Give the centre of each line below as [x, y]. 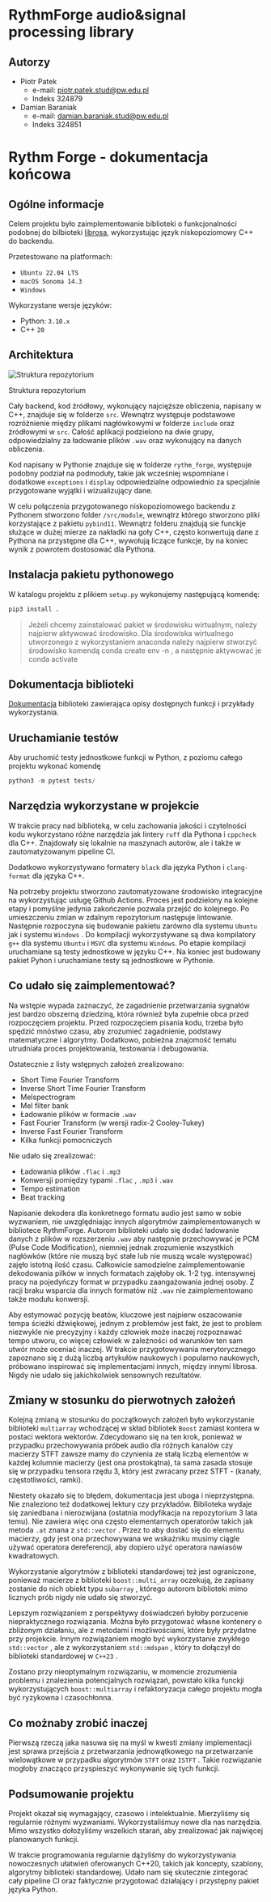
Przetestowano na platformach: [61, 256]
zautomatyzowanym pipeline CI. [62, 851]
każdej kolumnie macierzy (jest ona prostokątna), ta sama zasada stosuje [131, 1463]
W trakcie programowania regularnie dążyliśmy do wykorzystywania [122, 1855]
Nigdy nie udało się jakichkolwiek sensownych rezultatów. [105, 1375]
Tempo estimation [50, 1188]
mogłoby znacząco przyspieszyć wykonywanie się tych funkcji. [114, 1768]
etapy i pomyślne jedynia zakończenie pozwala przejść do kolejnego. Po [129, 908]
